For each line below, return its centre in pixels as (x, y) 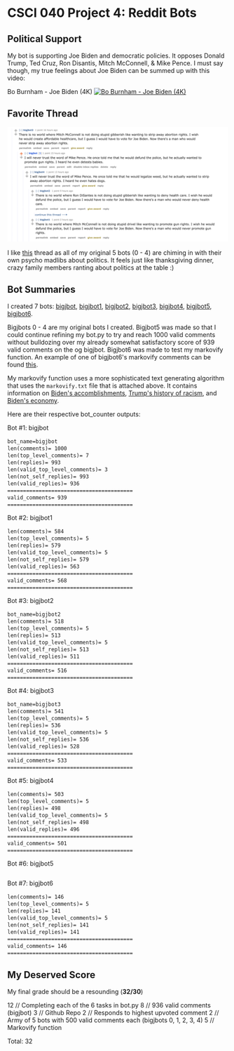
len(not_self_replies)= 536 (48, 740)
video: (16, 78)
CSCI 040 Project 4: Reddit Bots (102, 13)
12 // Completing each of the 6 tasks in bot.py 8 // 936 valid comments (109, 1005)
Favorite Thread (43, 114)
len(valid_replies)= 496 (43, 830)
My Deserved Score (51, 975)
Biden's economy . (33, 401)
